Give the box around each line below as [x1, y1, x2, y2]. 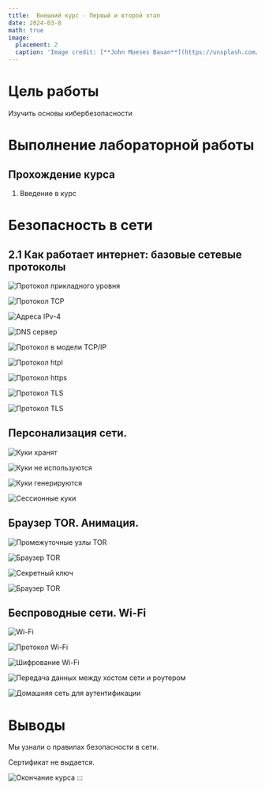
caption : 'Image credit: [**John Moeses [15, 48, 150, 56]
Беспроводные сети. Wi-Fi [8, 606, 147, 619]
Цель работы [8, 82, 99, 100]
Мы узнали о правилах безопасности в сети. [8, 743, 159, 752]
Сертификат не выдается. [8, 758, 95, 767]
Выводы [8, 716, 65, 734]
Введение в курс [19, 188, 77, 198]
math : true [8, 26, 44, 34]
